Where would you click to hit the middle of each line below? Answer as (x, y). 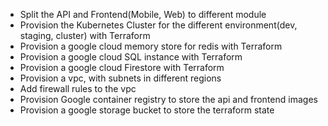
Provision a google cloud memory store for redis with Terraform (151, 46)
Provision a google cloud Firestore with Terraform (122, 67)
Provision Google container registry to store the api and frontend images (168, 99)
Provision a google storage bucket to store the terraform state (147, 110)
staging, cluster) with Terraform (85, 35)
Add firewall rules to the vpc (78, 88)
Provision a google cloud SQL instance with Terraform (131, 57)
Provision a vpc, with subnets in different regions (120, 78)
